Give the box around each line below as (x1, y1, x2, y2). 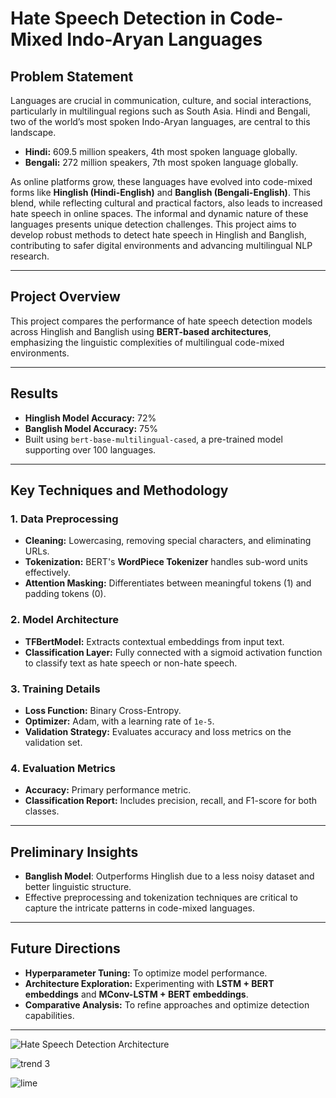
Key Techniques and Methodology (10, 482, 229, 499)
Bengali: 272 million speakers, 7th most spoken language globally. (24, 157, 299, 168)
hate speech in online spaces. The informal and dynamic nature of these (10, 208, 309, 219)
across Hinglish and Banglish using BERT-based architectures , (10, 325, 272, 337)
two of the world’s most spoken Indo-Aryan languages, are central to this (10, 116, 311, 127)
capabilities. (24, 1009, 75, 1021)
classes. (24, 805, 60, 817)
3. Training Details (10, 682, 101, 696)
